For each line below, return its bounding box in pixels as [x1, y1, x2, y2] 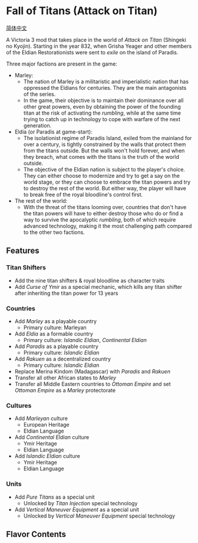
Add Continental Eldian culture [14, 434, 90, 441]
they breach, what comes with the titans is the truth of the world [23, 153, 180, 160]
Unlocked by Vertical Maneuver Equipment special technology [23, 512, 176, 519]
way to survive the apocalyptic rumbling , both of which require [23, 216, 176, 223]
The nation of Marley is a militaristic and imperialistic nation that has [23, 78, 189, 85]
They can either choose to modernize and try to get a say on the [23, 172, 180, 179]
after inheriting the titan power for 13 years [14, 290, 118, 297]
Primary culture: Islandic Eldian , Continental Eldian [23, 336, 147, 343]
